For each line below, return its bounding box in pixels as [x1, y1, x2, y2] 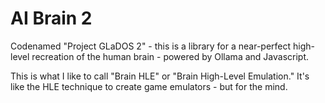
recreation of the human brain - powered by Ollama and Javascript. [31, 50, 310, 62]
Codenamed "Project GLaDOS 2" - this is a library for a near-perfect [10, 40, 292, 52]
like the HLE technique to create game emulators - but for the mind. [10, 80, 288, 92]
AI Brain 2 [10, 7, 93, 30]
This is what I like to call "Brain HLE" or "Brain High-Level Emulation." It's [10, 70, 310, 82]
